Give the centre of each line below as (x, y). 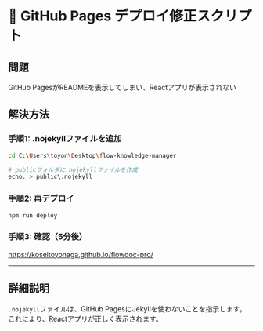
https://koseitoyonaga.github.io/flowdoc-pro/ (81, 254)
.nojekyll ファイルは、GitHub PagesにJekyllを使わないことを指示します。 (127, 309)
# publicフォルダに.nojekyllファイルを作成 (73, 169)
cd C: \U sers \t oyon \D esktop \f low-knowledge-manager (92, 155)
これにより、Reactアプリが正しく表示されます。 (85, 318)
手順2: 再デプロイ (41, 198)
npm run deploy (33, 215)
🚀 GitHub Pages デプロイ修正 (103, 16)
